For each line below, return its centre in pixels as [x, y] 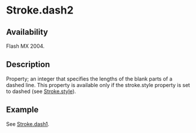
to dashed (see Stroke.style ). [41, 91]
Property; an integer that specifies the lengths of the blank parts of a [89, 79]
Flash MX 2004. [26, 46]
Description [28, 64]
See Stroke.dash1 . [28, 124]
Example [22, 110]
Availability [27, 32]
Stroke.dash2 [40, 10]
